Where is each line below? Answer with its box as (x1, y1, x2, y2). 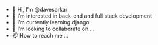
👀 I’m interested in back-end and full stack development (12, 12, 153, 19)
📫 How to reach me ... (12, 32, 69, 39)
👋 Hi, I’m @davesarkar (12, 6, 68, 13)
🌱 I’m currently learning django (12, 19, 89, 26)
